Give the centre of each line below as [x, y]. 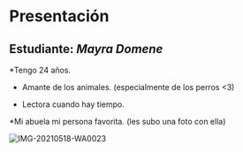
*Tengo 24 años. [40, 70]
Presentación [59, 16]
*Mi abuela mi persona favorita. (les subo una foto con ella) [118, 122]
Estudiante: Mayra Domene [86, 49]
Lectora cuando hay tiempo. [73, 104]
